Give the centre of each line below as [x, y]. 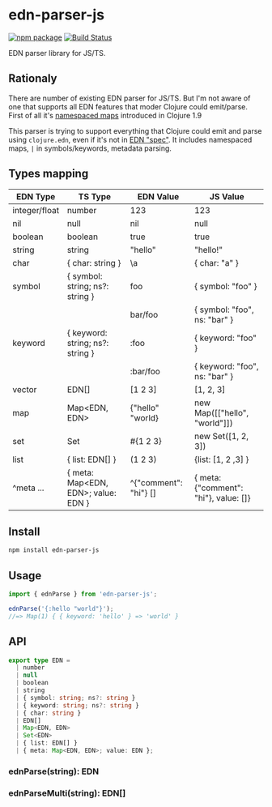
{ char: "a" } [216, 263]
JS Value [227, 196]
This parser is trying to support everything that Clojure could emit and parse [135, 130]
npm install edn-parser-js [54, 550]
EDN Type [36, 196]
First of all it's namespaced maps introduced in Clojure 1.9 [105, 115]
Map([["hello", [221, 412]
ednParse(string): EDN [54, 771]
